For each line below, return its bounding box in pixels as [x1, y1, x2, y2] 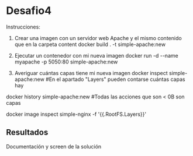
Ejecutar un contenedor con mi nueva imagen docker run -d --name [14, 52, 178, 59]
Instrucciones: [6, 23, 41, 30]
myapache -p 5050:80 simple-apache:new [14, 58, 118, 65]
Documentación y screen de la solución [6, 143, 102, 150]
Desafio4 [6, 4, 51, 17]
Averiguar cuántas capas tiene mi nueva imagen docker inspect [14, 69, 168, 76]
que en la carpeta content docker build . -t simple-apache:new [14, 41, 166, 48]
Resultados [6, 127, 49, 137]
